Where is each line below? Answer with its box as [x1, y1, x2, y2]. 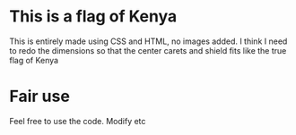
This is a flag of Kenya [9, 6, 178, 27]
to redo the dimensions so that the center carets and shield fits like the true [9, 45, 287, 55]
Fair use [9, 87, 70, 106]
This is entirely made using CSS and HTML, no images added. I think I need [9, 36, 288, 46]
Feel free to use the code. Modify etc [9, 115, 146, 126]
